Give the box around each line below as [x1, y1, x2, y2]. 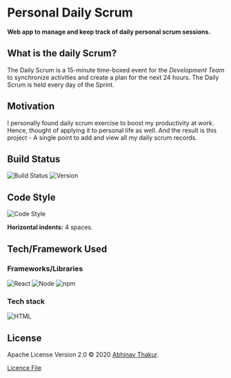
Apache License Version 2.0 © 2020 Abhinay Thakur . [7, 350, 159, 359]
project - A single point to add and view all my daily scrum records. [7, 133, 198, 142]
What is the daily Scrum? [7, 48, 117, 59]
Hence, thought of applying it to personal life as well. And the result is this [7, 126, 217, 134]
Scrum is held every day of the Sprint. [7, 81, 115, 89]
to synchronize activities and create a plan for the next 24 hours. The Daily [7, 73, 219, 81]
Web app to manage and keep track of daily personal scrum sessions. [7, 28, 211, 36]
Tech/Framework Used [7, 243, 108, 255]
